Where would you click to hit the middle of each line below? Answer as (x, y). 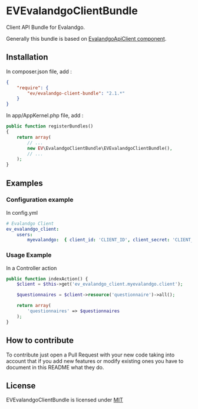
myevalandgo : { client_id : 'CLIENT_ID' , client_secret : (98, 240)
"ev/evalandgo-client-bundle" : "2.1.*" (76, 93)
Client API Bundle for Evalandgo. (46, 27)
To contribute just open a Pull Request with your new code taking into (90, 355)
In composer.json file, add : (39, 71)
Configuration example (40, 200)
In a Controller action (32, 268)
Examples (24, 183)
